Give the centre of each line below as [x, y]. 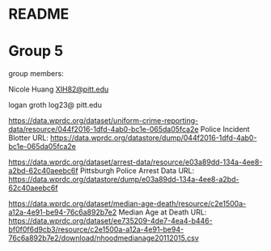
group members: [36, 74]
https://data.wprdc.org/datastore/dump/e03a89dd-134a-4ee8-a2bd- [124, 180]
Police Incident [225, 130]
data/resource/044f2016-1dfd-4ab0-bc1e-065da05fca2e [104, 130]
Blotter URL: [28, 138]
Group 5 [36, 51]
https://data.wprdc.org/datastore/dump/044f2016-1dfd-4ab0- [153, 138]
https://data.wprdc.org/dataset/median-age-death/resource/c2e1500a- [127, 204]
